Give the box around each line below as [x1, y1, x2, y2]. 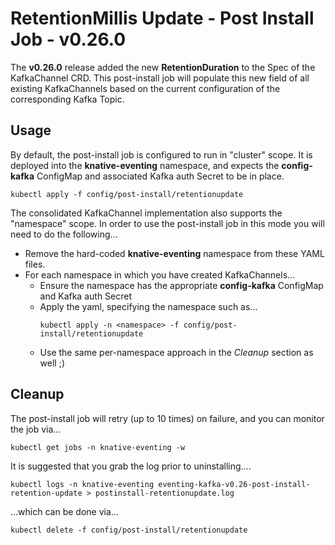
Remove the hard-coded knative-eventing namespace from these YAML [24, 247, 325, 259]
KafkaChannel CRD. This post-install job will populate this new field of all [10, 72, 310, 84]
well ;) [39, 357, 66, 369]
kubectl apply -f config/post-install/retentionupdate [10, 189, 244, 199]
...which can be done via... [10, 505, 119, 517]
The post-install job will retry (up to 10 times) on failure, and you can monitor [10, 412, 325, 424]
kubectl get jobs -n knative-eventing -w [10, 442, 186, 452]
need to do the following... [10, 228, 118, 240]
